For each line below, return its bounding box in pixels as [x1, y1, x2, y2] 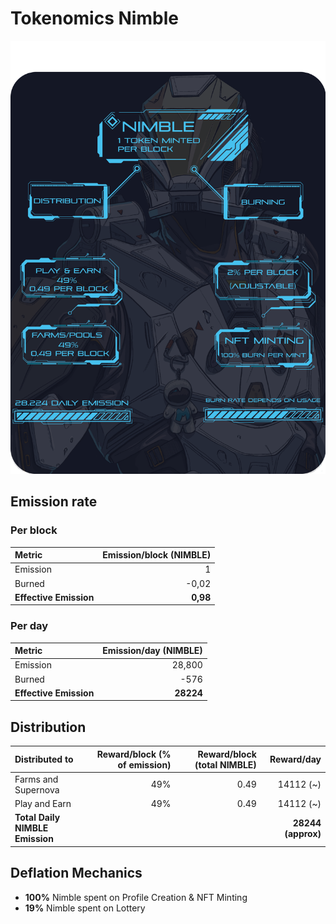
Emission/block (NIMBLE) [102, 549, 212, 561]
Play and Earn [14, 798, 72, 810]
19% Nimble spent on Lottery [24, 902, 146, 914]
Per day [10, 619, 49, 633]
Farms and [14, 773, 59, 785]
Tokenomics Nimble [10, 7, 179, 30]
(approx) [284, 827, 322, 839]
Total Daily [14, 812, 61, 824]
